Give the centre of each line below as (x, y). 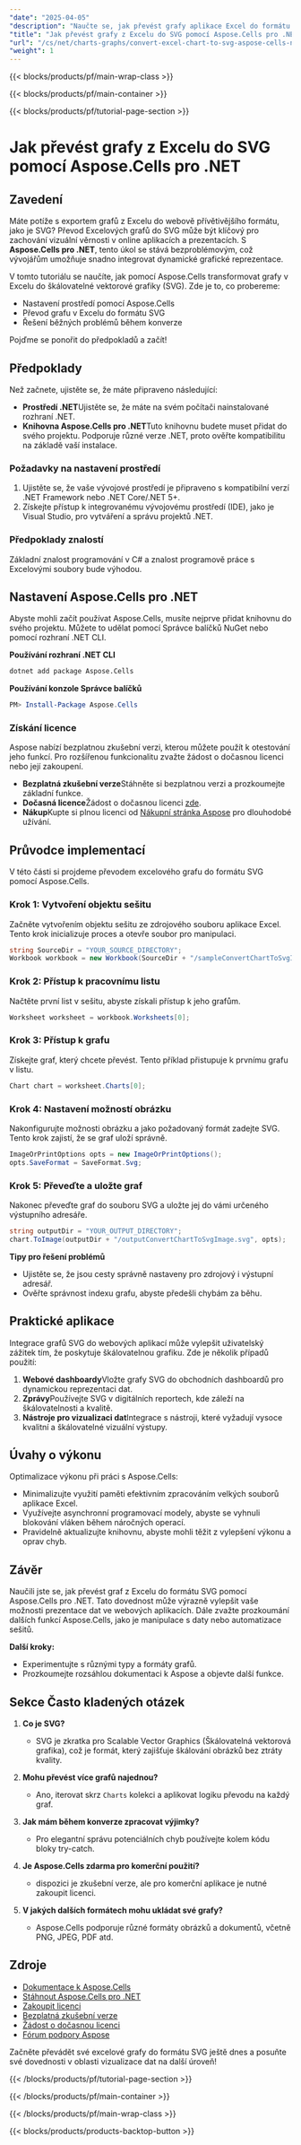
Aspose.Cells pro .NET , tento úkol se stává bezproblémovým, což (131, 250)
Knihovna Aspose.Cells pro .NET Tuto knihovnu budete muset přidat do (155, 426)
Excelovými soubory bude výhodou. (76, 569)
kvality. (49, 1759)
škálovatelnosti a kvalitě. (68, 1408)
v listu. (21, 1069)
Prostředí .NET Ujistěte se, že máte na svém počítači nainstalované (146, 407)
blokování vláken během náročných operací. (104, 1523)
